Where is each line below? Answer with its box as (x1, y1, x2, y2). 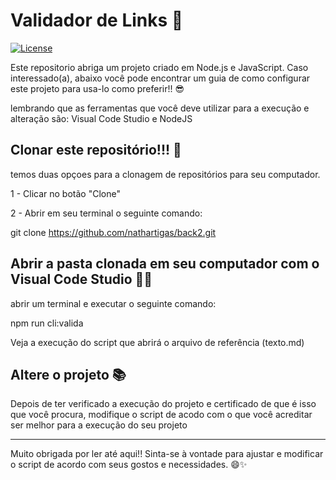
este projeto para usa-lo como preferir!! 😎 (10, 82, 185, 94)
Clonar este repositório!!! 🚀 (10, 142, 182, 159)
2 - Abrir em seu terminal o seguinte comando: (10, 207, 203, 219)
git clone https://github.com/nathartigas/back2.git (10, 226, 217, 238)
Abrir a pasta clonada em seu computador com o (10, 255, 320, 273)
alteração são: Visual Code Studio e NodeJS (10, 112, 193, 124)
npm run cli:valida (10, 317, 84, 329)
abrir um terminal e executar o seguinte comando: (10, 297, 217, 309)
